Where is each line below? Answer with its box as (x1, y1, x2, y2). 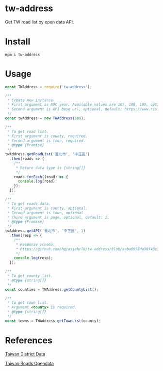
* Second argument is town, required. (7, 138, 86, 143)
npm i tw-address (5, 52, 40, 57)
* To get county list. (7, 274, 53, 278)
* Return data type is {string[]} (16, 165, 86, 170)
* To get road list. (7, 129, 49, 134)
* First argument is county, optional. (7, 205, 88, 211)
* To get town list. (7, 300, 49, 305)
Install (5, 36, 31, 47)
